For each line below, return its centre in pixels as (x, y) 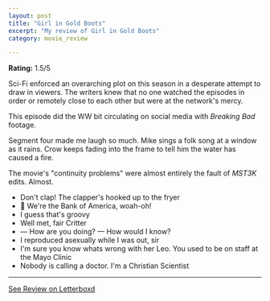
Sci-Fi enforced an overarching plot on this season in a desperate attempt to (135, 84)
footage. (22, 125)
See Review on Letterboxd (52, 289)
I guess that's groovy (55, 215)
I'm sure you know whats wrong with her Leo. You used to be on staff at (139, 249)
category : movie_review (48, 38)
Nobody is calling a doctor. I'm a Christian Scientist (104, 266)
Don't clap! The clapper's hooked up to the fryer (100, 197)
